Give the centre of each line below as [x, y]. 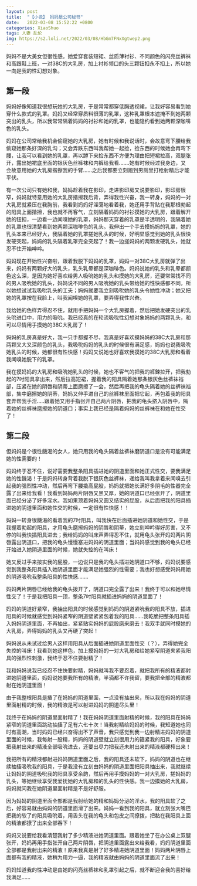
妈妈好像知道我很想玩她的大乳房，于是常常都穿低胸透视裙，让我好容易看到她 [98, 106]
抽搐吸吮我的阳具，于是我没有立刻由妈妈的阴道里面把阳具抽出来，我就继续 [101, 766]
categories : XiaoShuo [33, 28]
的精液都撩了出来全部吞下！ [40, 823]
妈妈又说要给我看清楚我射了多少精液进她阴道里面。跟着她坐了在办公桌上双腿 [98, 835]
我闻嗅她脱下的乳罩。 [32, 359]
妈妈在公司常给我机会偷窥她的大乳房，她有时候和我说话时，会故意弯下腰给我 [98, 141]
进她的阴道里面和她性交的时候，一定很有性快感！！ [68, 507]
